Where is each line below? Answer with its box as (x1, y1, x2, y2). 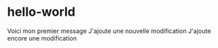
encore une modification (7, 34, 78, 42)
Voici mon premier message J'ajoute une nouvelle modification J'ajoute (7, 27, 211, 35)
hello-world (7, 4, 76, 20)
